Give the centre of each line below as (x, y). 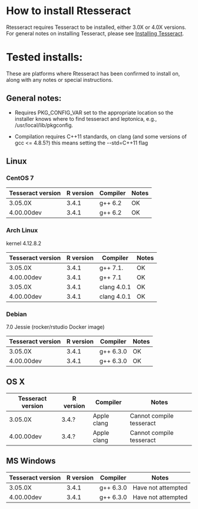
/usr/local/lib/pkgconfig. (44, 125)
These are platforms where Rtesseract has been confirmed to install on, (93, 73)
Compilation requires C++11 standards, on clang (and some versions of (101, 136)
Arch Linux (22, 230)
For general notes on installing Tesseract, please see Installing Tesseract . (95, 33)
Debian (16, 314)
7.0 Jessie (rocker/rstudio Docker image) (55, 327)
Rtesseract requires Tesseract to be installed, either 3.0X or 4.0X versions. (96, 27)
